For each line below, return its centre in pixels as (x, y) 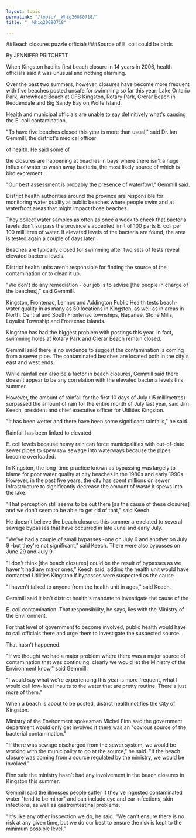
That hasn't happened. (33, 645)
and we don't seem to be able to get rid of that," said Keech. (78, 511)
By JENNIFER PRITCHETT (37, 56)
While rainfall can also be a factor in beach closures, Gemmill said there (92, 374)
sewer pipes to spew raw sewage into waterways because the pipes (88, 450)
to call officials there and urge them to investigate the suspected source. (93, 634)
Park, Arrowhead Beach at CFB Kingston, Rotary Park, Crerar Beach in (91, 97)
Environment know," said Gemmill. (47, 669)
